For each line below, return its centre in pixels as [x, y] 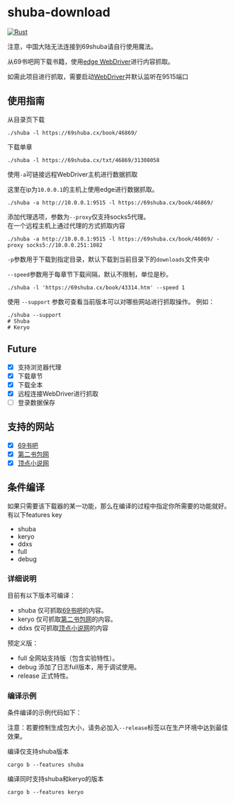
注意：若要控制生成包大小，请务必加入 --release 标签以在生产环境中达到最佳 [118, 728]
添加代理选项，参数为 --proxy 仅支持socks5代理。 [79, 216]
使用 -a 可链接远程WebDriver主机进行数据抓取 [73, 174]
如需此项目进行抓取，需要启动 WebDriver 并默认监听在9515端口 [98, 76]
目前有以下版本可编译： [41, 595]
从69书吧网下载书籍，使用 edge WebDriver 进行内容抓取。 [91, 62]
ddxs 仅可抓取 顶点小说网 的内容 [63, 628]
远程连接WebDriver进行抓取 [58, 393]
